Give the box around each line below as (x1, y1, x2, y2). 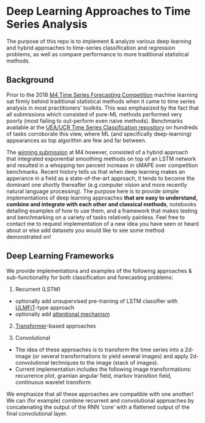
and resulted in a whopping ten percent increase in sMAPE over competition (6, 161, 198, 169)
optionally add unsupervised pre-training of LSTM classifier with (15, 297, 178, 304)
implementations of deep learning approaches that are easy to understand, (6, 194, 198, 201)
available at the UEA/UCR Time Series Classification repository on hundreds (6, 124, 198, 131)
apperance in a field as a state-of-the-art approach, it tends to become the (6, 174, 195, 182)
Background (6, 75, 54, 85)
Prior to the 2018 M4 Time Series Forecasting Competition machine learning (6, 91, 198, 99)
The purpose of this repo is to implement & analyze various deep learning (6, 37, 192, 45)
